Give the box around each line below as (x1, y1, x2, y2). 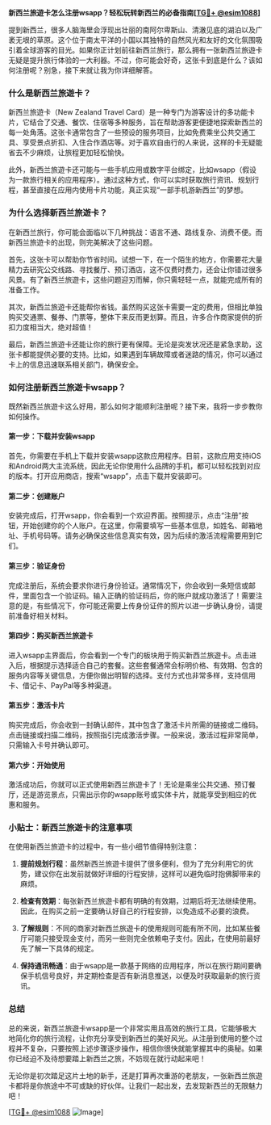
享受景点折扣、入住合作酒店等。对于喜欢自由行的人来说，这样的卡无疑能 (22, 137, 263, 148)
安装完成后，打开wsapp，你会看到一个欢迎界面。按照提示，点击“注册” (8, 510, 242, 520)
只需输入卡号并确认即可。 (8, 740, 94, 749)
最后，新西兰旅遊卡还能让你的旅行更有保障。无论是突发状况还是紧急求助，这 (8, 339, 263, 349)
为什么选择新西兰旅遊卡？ (8, 208, 108, 219)
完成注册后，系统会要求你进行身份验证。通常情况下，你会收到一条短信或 (8, 581, 248, 590)
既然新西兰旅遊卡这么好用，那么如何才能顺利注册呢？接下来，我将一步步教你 (8, 401, 263, 411)
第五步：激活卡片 (8, 700, 65, 710)
